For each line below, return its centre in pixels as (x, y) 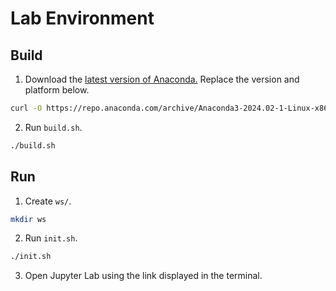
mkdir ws (28, 219)
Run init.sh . (51, 238)
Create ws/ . (48, 201)
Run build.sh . (53, 127)
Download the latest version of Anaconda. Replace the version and (162, 79)
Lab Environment (82, 18)
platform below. (57, 90)
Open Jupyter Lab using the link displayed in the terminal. (143, 276)
